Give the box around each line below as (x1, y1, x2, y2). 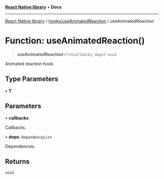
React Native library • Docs (5, 4, 62, 10)
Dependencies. (5, 143, 36, 149)
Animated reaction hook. (5, 60, 55, 66)
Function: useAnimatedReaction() (5, 35, 145, 46)
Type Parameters (5, 75, 59, 83)
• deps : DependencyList (5, 134, 52, 139)
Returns (5, 157, 30, 165)
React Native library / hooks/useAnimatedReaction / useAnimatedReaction (5, 18, 154, 24)
